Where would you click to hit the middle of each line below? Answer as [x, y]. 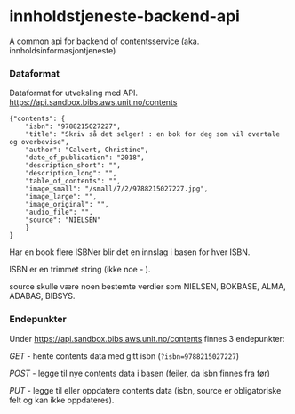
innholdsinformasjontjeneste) [63, 50]
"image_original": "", [67, 205]
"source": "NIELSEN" [63, 220]
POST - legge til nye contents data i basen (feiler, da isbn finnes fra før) [140, 373]
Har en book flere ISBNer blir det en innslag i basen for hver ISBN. [130, 252]
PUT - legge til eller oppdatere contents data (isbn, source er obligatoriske [145, 390]
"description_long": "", [71, 174]
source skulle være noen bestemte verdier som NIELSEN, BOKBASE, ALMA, [147, 287]
